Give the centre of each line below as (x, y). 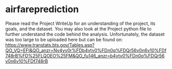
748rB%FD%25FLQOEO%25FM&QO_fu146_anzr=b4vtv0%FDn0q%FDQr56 (85, 56)
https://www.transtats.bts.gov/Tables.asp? (50, 45)
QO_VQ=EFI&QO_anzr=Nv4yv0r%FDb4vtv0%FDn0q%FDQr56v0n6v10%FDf (86, 50)
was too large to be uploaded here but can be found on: (64, 40)
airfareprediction (42, 9)
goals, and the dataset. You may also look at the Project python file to (79, 28)
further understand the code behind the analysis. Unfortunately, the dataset (85, 34)
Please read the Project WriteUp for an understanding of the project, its (80, 23)
